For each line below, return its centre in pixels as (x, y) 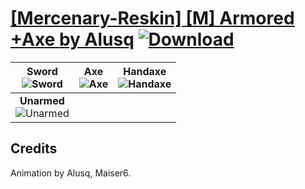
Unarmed (42, 100)
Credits (34, 148)
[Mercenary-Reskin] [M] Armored (152, 18)
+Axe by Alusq (72, 39)
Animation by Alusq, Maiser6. (71, 173)
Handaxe (145, 71)
